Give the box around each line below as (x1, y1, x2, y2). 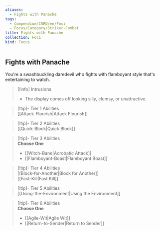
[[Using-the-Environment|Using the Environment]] (17, 190, 121, 196)
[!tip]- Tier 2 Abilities (17, 120, 60, 126)
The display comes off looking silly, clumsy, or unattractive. (24, 95, 147, 102)
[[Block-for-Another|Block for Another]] (17, 170, 99, 176)
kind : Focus (5, 40, 30, 45)
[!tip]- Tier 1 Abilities (17, 105, 59, 111)
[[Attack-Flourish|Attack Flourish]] (17, 110, 88, 117)
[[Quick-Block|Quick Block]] (17, 125, 75, 132)
